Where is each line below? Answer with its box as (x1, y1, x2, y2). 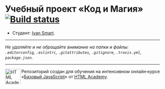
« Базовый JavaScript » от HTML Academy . (21, 73, 108, 79)
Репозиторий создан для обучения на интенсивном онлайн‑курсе (21, 68, 160, 74)
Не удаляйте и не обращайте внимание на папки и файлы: (5, 44, 129, 50)
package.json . (5, 54, 33, 60)
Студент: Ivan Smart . (12, 30, 55, 36)
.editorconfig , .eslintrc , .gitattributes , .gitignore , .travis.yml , (5, 49, 141, 55)
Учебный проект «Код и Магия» (5, 3, 143, 15)
